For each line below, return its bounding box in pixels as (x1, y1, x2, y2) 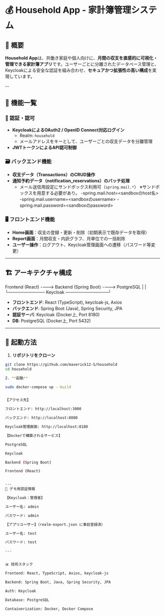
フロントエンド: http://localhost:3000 (5, 407, 82, 412)
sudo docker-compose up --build (5, 385, 71, 389)
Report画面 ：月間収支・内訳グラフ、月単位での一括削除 (12, 236, 126, 242)
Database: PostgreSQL (5, 597, 50, 602)
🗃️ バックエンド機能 (5, 158, 52, 165)
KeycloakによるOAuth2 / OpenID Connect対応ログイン (12, 127, 125, 133)
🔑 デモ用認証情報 (5, 486, 35, 491)
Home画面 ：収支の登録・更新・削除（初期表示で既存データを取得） (12, 229, 150, 235)
